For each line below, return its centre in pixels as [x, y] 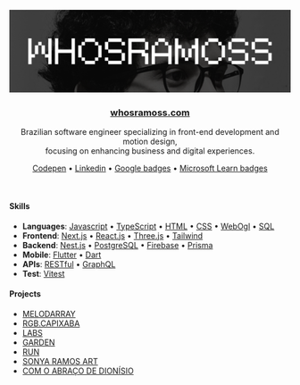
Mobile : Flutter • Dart [62, 255]
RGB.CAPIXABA [51, 323]
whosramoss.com [150, 113]
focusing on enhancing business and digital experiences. [150, 151]
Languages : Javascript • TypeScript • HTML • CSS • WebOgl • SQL [148, 226]
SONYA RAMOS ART [60, 361]
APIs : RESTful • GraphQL [69, 264]
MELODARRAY [49, 314]
